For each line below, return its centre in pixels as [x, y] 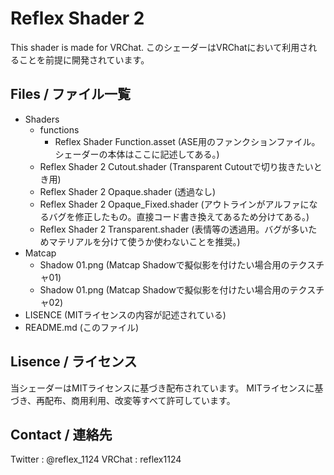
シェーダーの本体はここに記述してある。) [137, 154]
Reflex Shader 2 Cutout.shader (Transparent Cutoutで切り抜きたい [176, 166]
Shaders [42, 119]
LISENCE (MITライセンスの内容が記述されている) [125, 314]
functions [59, 129]
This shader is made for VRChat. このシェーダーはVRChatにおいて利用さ [159, 47]
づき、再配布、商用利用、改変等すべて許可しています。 [123, 400]
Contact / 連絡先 [61, 434]
